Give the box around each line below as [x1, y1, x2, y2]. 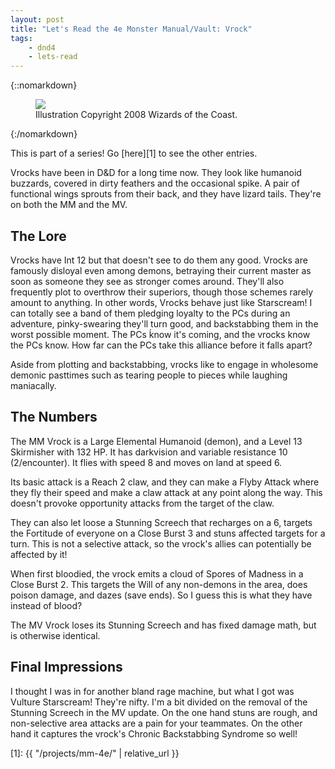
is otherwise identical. [10, 629, 101, 641]
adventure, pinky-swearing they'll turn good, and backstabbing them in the [10, 317, 319, 330]
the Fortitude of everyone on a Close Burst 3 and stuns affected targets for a [10, 527, 326, 539]
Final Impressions [10, 659, 123, 676]
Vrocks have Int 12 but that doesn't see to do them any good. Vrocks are [10, 254, 308, 266]
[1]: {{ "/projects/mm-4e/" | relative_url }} [10, 747, 180, 759]
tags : [10, 33, 33, 43]
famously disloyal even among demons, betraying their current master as [10, 264, 312, 276]
